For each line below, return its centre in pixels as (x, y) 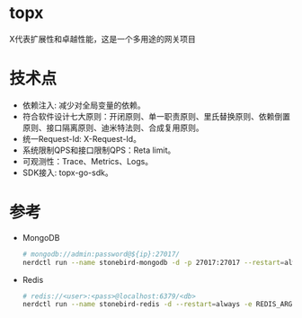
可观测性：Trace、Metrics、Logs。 (88, 161)
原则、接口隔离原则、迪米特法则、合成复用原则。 (113, 128)
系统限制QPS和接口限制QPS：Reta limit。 (99, 150)
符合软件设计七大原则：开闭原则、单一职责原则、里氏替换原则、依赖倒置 (156, 116)
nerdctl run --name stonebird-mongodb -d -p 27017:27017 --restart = (153, 262)
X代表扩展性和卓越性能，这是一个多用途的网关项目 (102, 39)
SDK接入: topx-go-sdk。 (68, 172)
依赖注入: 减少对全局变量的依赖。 (84, 105)
